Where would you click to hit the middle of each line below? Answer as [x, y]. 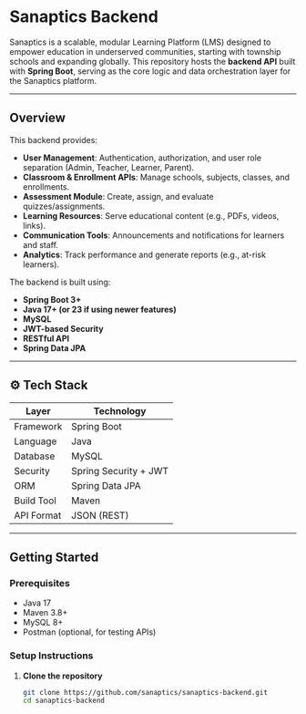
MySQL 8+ [43, 623]
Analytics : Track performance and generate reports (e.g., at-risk [144, 254]
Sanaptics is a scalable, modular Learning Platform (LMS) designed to [140, 42]
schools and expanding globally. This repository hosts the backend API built [153, 61]
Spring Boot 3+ [52, 299]
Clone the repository [62, 676]
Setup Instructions [51, 656]
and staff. [41, 244]
